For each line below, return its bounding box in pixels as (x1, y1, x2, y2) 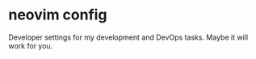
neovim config (8, 6, 107, 24)
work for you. (8, 40, 53, 50)
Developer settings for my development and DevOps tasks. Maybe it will (8, 32, 249, 42)
